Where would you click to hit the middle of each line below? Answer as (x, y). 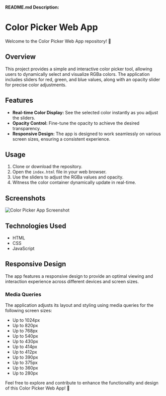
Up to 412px (25, 352)
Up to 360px (25, 368)
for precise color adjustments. (36, 85)
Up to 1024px (26, 320)
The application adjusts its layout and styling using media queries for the (80, 305)
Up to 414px (25, 347)
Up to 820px (25, 326)
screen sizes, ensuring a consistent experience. (61, 139)
